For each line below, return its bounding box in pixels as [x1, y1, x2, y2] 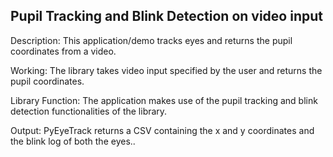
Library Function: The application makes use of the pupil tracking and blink [10, 94, 318, 106]
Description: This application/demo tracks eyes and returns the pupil [10, 34, 293, 46]
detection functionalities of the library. [10, 105, 168, 117]
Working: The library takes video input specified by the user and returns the [10, 64, 323, 76]
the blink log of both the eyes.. [10, 135, 136, 147]
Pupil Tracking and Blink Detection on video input [10, 8, 323, 25]
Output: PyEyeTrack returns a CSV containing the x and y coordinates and [10, 124, 315, 136]
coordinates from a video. [10, 45, 117, 57]
